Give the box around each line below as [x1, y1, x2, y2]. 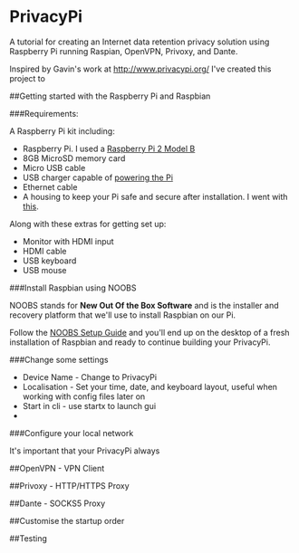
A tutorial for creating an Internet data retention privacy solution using [9, 36, 270, 47]
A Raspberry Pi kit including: [9, 125, 115, 137]
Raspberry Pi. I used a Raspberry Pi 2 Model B [22, 143, 196, 154]
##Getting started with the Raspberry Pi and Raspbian [9, 91, 211, 101]
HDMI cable [22, 245, 67, 256]
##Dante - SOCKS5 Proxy [9, 498, 106, 509]
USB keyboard [22, 255, 77, 266]
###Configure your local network [9, 427, 134, 438]
